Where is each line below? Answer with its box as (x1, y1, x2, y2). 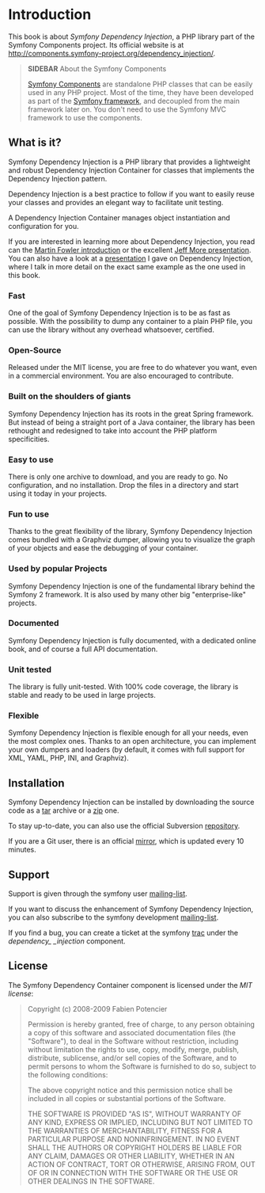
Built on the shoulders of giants (8, 391, 131, 402)
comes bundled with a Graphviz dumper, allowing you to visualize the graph (8, 535, 256, 544)
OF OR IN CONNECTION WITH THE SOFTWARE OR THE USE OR (27, 1168, 238, 1177)
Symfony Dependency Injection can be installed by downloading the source (8, 798, 255, 807)
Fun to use (8, 509, 50, 520)
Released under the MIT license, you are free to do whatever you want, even (8, 363, 257, 372)
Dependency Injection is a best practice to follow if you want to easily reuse (8, 189, 255, 199)
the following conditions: (27, 1069, 108, 1079)
